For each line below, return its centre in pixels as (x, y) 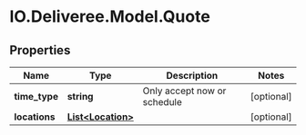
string (80, 96)
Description (192, 76)
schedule (162, 102)
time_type (36, 96)
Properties (40, 50)
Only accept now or (184, 91)
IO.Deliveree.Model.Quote (110, 17)
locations (35, 117)
